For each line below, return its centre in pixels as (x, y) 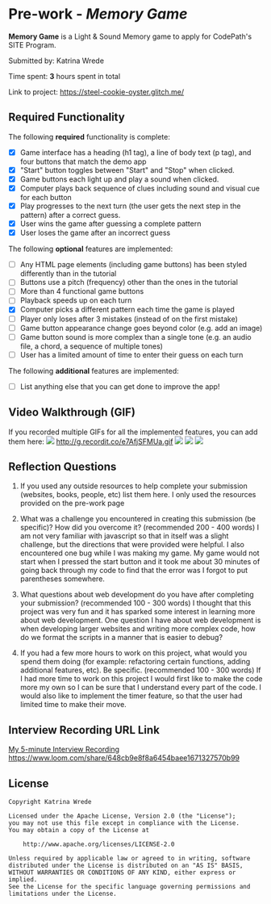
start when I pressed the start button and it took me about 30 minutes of (140, 562)
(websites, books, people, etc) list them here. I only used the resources (138, 495)
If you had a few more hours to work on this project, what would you (133, 653)
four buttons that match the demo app (83, 161)
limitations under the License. (63, 894)
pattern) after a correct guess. (70, 216)
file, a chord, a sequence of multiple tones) (92, 346)
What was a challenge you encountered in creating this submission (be (138, 519)
